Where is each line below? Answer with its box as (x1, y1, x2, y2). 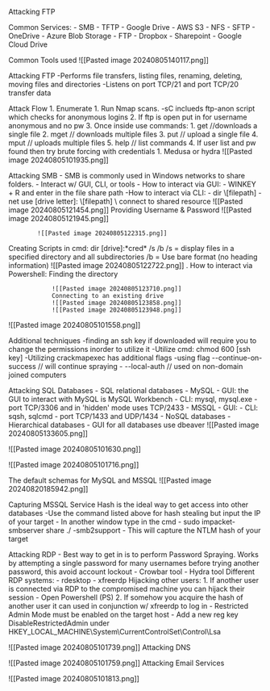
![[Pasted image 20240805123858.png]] (51, 299, 182, 307)
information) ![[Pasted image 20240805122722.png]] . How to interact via (8, 261, 253, 270)
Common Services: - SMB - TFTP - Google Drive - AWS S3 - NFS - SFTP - (8, 23, 255, 31)
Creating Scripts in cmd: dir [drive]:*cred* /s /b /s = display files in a (8, 244, 235, 253)
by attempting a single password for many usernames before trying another (8, 559, 260, 567)
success (8, 362, 36, 371)
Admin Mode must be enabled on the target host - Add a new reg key (8, 609, 239, 619)
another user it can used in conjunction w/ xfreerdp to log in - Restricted (8, 601, 249, 610)
